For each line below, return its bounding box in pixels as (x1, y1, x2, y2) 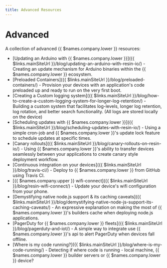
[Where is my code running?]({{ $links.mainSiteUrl (12, 241, 117, 247)
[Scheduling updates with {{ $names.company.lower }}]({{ (12, 119, 133, 125)
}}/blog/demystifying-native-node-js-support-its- (51, 199, 154, 205)
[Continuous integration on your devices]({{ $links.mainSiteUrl (12, 161, 141, 168)
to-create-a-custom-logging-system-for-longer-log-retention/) (12, 98, 143, 104)
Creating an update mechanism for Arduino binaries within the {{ (12, 66, 146, 72)
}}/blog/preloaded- (106, 76, 145, 83)
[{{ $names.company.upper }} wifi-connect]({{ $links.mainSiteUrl (12, 177, 148, 183)
